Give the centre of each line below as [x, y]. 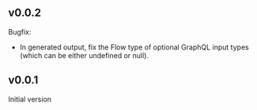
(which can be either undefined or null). [84, 55]
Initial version [30, 99]
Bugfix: [20, 31]
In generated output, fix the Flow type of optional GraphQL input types [134, 47]
